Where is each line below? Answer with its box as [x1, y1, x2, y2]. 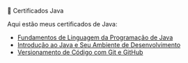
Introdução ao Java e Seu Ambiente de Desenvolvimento [17, 41, 181, 48]
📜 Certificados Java [7, 7, 64, 15]
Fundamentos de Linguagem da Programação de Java [17, 33, 173, 42]
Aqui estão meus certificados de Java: [7, 20, 118, 28]
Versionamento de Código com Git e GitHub [17, 48, 143, 56]
